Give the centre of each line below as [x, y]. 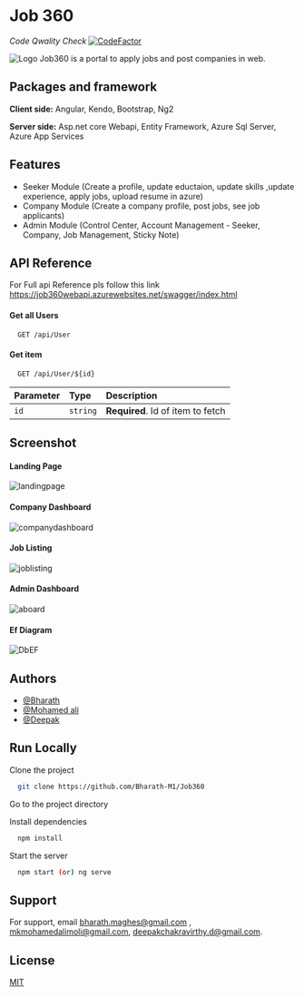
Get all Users [34, 315]
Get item [26, 355]
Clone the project [42, 770]
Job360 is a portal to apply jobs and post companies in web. [152, 58]
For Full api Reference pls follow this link [85, 285]
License [32, 960]
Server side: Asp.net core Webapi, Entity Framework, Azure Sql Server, [143, 126]
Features [35, 165]
